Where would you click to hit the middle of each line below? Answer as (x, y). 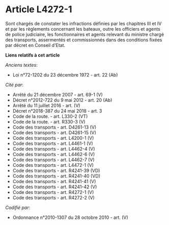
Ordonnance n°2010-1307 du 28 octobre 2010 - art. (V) (70, 217)
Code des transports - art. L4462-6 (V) (54, 154)
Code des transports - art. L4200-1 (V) (53, 138)
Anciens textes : (22, 65)
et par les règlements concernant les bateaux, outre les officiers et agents (83, 29)
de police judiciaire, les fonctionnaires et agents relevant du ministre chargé (85, 34)
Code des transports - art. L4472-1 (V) (53, 165)
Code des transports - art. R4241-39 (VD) (56, 170)
